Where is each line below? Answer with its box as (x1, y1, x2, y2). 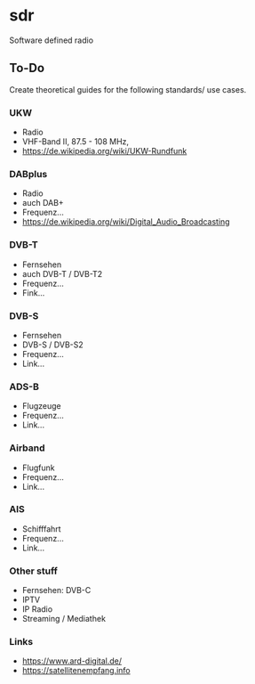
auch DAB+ (21, 198, 64, 208)
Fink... (21, 287, 45, 298)
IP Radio (21, 604, 53, 615)
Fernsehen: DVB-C (21, 585, 92, 596)
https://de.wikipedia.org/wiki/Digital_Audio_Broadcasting (21, 216, 230, 227)
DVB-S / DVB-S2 (21, 339, 84, 350)
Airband (9, 442, 46, 454)
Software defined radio (9, 35, 94, 45)
